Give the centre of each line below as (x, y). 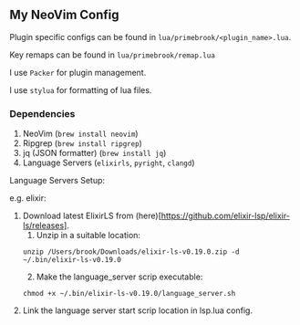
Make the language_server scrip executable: (119, 277)
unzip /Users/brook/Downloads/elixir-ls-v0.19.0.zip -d (131, 252)
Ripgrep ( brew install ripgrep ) (83, 143)
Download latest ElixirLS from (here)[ (92, 216)
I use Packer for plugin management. (78, 72)
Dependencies (42, 113)
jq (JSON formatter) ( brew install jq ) (94, 153)
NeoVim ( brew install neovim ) (80, 134)
